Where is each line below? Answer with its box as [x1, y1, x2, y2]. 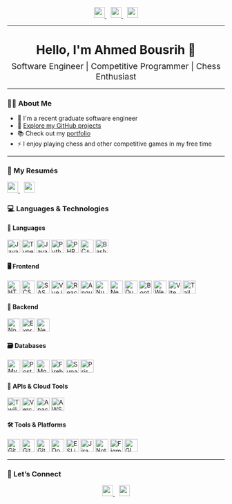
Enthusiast [95, 70, 137, 82]
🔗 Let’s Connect [7, 469, 61, 478]
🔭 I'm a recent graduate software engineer [17, 114, 138, 123]
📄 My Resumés [7, 166, 59, 175]
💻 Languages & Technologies [7, 204, 109, 213]
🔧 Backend [7, 303, 39, 311]
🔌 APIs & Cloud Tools [7, 382, 68, 390]
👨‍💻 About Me [7, 98, 52, 108]
